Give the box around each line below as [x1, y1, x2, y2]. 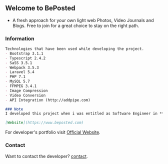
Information [5, 35, 34, 42]
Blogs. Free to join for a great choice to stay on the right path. [12, 22, 139, 28]
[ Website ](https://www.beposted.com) [5, 120, 84, 125]
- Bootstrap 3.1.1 [5, 51, 43, 56]
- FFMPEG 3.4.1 [5, 83, 37, 89]
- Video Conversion [5, 92, 46, 98]
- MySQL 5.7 [5, 79, 30, 84]
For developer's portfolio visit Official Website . [5, 129, 101, 135]
